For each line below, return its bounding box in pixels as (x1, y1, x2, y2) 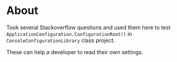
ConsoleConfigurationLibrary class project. (6, 36, 116, 44)
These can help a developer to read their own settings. (6, 48, 144, 55)
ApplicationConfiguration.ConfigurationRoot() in (6, 30, 133, 37)
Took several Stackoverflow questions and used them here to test (6, 24, 171, 31)
